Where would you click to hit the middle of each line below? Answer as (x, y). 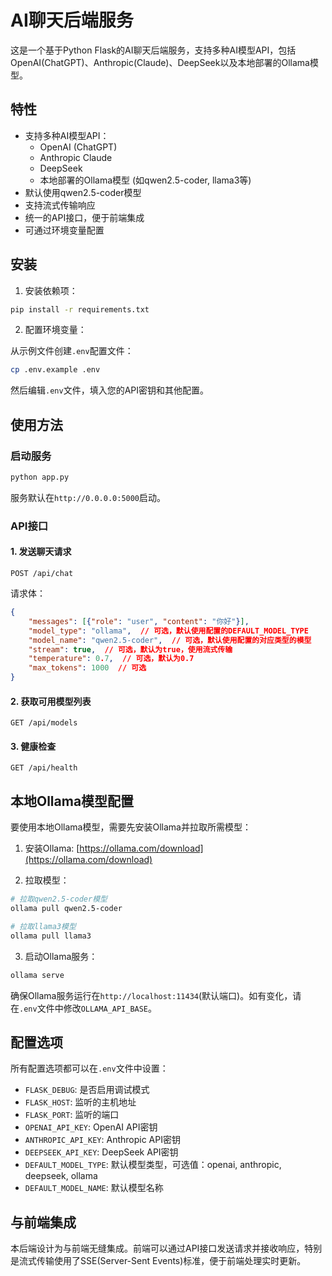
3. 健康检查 (33, 746)
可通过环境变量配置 (64, 230)
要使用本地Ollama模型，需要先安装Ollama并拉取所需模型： (131, 827)
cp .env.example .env (55, 370)
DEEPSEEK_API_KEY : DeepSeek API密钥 (101, 1152)
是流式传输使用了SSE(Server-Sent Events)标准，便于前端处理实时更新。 (158, 1261)
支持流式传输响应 (60, 205)
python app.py (40, 477)
